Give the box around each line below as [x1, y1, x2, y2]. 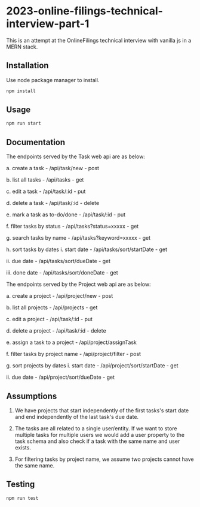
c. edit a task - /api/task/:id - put [6, 188, 86, 195]
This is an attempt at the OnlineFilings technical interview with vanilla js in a [6, 37, 192, 44]
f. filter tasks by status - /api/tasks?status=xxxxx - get [6, 223, 139, 230]
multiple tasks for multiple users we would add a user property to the [14, 431, 185, 438]
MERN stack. [6, 43, 38, 50]
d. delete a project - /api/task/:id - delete [6, 327, 106, 334]
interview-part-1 [6, 17, 90, 31]
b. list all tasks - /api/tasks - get [6, 176, 84, 183]
